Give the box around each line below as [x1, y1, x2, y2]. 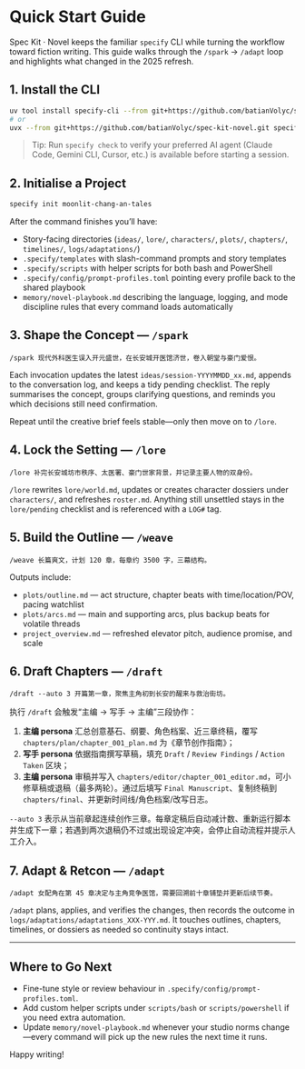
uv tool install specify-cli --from [9, 106, 148, 115]
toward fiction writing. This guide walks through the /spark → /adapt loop [9, 45, 284, 56]
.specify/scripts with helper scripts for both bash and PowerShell [22, 263, 273, 274]
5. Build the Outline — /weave [9, 530, 174, 545]
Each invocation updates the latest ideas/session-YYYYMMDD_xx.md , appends [9, 369, 292, 380]
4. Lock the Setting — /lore [9, 443, 166, 458]
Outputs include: [9, 571, 72, 583]
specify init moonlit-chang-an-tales [9, 200, 152, 209]
